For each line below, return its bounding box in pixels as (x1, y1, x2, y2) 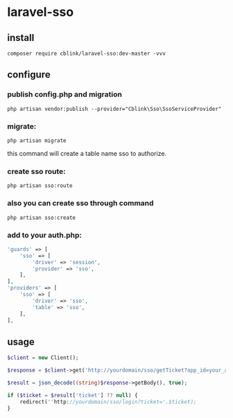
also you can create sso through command (7, 198, 154, 208)
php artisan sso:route (7, 182, 73, 189)
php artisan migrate (7, 137, 67, 144)
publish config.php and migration (7, 89, 123, 99)
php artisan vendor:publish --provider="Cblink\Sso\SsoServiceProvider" (7, 105, 222, 112)
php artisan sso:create (7, 214, 76, 221)
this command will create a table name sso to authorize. (7, 149, 167, 157)
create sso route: (7, 166, 66, 176)
